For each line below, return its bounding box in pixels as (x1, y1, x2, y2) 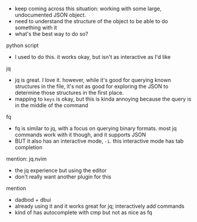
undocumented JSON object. (14, 11, 86, 18)
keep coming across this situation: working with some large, (14, 5, 162, 12)
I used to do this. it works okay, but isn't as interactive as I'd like (14, 54, 171, 60)
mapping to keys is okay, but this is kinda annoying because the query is (14, 95, 192, 102)
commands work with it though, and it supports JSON (14, 131, 147, 138)
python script (6, 42, 39, 49)
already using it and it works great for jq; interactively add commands (14, 202, 185, 210)
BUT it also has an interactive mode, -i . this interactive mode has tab (14, 137, 184, 145)
